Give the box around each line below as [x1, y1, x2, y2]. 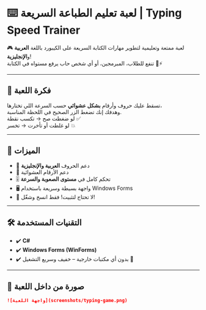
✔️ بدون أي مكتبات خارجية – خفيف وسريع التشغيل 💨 [15, 255, 134, 263]
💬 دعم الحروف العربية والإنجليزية [15, 162, 90, 169]
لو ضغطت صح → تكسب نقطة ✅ [7, 115, 81, 122]
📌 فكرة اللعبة [7, 85, 51, 96]
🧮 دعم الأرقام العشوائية [15, 168, 69, 176]
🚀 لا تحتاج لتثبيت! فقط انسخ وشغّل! [15, 193, 95, 200]
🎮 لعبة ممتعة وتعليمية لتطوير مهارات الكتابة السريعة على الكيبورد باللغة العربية [7, 43, 185, 51]
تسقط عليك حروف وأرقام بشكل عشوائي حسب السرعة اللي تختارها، [7, 102, 163, 109]
